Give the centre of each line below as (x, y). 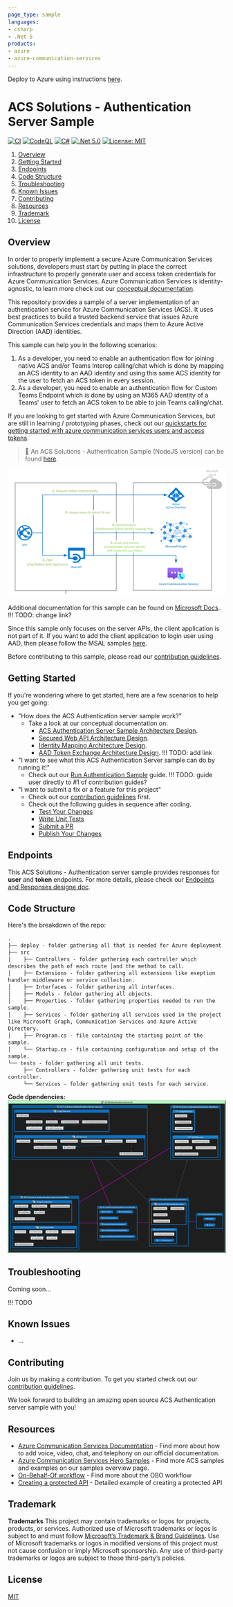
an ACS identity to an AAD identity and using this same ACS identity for (119, 373)
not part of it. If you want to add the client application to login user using (111, 636)
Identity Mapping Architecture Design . (93, 745)
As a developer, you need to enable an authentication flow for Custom (117, 387)
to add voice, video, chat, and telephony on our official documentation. (119, 1453)
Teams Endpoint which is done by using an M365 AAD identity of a (113, 395)
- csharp (20, 29)
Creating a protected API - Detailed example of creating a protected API (120, 1483)
